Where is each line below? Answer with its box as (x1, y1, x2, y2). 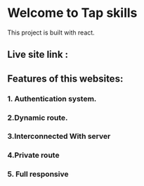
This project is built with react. (7, 28, 95, 37)
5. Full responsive (7, 169, 69, 179)
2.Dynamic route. (7, 113, 68, 123)
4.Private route (7, 150, 60, 160)
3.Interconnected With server (7, 132, 111, 142)
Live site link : (7, 49, 69, 61)
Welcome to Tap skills (7, 5, 138, 21)
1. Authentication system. (7, 94, 97, 104)
